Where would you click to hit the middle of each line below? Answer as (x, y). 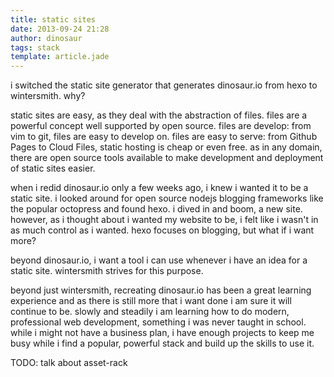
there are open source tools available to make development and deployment (167, 158)
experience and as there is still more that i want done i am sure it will (151, 301)
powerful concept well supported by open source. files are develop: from (161, 126)
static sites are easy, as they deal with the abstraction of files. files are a (159, 115)
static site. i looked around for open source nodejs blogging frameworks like (167, 198)
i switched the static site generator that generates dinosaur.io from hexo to (164, 85)
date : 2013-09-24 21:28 (60, 29)
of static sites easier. (53, 168)
